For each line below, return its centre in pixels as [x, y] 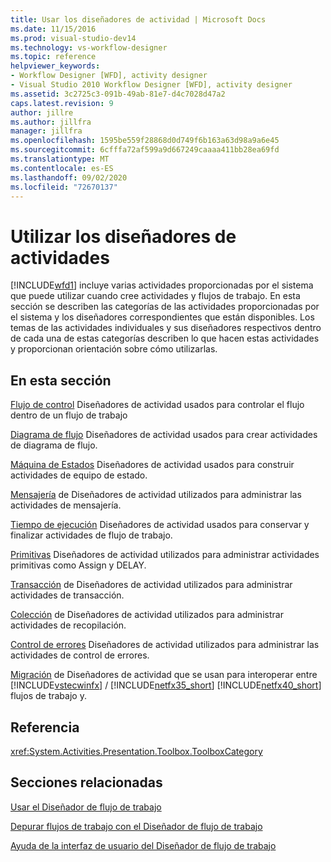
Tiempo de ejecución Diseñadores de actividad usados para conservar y [160, 525]
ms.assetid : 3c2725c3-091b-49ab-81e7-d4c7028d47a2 [118, 94]
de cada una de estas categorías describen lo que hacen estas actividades [165, 338]
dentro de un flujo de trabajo [69, 415]
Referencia [45, 727]
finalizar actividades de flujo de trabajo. [91, 535]
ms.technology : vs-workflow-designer [89, 47]
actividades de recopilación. [68, 625]
